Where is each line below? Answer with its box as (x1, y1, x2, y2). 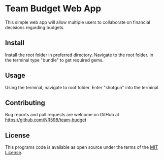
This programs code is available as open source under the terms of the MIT (5, 144, 158, 150)
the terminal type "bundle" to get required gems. (5, 57, 104, 63)
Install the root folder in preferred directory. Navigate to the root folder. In (5, 52, 154, 58)
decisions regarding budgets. (5, 24, 65, 30)
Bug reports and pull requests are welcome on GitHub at (5, 112, 120, 118)
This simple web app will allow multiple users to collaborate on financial (5, 19, 150, 25)
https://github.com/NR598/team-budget (5, 117, 87, 123)
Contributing (5, 98, 45, 107)
